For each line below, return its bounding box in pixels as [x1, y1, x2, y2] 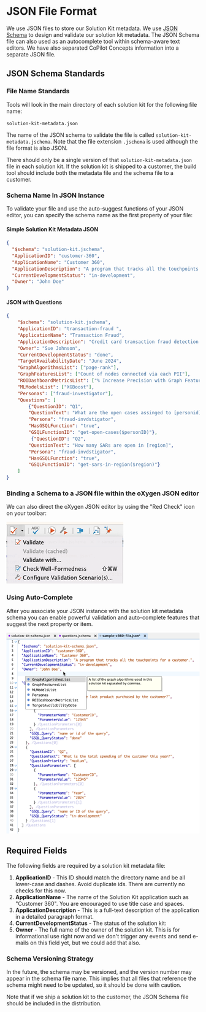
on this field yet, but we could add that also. [30, 939, 141, 946]
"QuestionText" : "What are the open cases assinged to [28, 410, 172, 416]
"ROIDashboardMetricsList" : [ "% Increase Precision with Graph [17, 377, 183, 384]
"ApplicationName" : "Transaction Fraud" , [17, 332, 124, 338]
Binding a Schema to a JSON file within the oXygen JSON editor [6, 489, 199, 498]
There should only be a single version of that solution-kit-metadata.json [6, 156, 192, 163]
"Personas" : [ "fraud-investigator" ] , [17, 390, 114, 396]
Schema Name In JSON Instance [6, 191, 105, 199]
